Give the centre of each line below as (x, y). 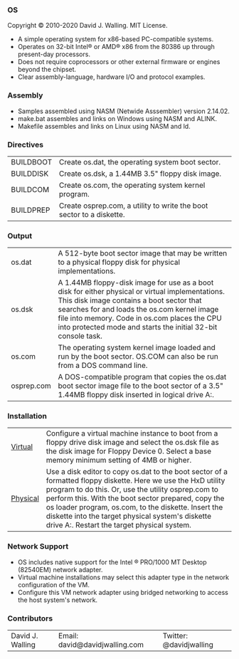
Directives (26, 144)
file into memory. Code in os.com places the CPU (140, 318)
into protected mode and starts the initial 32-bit (138, 327)
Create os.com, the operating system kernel (132, 185)
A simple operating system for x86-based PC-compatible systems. (116, 39)
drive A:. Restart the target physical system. (119, 525)
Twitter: (175, 636)
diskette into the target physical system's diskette (129, 516)
